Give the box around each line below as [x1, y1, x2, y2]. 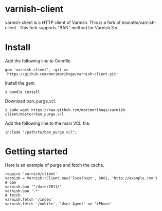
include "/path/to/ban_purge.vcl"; [5, 130, 77, 134]
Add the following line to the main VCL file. [5, 120, 90, 126]
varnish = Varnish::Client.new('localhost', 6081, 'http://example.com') [5, 175, 158, 181]
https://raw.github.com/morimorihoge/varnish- [31, 107, 127, 113]
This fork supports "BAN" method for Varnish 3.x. [19, 24, 119, 30]
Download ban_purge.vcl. [5, 98, 56, 104]
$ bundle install [5, 89, 40, 95]
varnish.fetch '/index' [5, 197, 54, 202]
